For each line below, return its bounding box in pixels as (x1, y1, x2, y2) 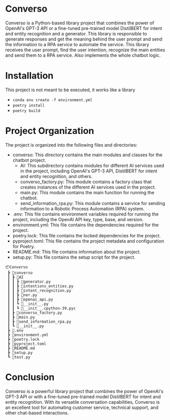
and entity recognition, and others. (20, 173, 93, 179)
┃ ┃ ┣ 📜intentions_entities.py (7, 284, 74, 289)
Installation (5, 70, 54, 82)
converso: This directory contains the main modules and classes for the (12, 152, 163, 158)
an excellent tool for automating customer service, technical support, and (5, 404, 159, 410)
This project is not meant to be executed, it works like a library (5, 87, 135, 93)
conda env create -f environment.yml (12, 97, 93, 102)
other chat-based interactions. (5, 409, 69, 416)
